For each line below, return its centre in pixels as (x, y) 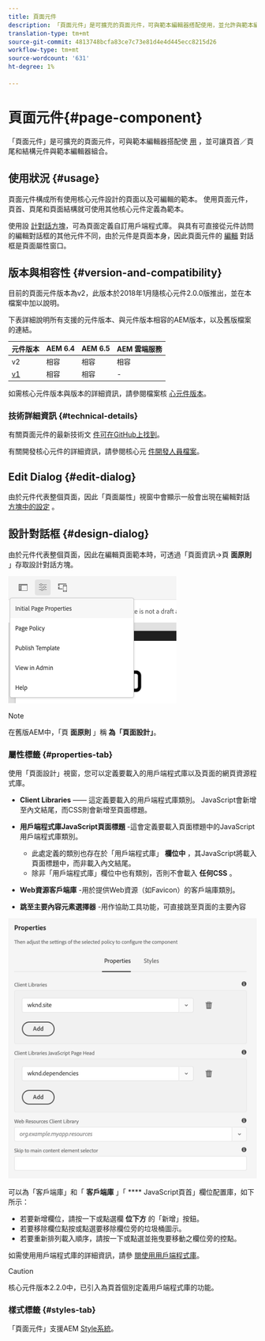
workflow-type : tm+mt (44, 50)
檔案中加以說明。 (36, 303)
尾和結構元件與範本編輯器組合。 (60, 151)
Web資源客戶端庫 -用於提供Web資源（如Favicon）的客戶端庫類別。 (129, 890)
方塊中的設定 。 (34, 506)
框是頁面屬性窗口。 (39, 245)
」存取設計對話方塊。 (43, 564)
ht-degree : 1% (32, 67)
